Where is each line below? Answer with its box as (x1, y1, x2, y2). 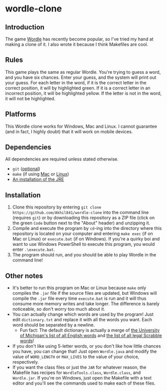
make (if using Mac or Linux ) (12, 171, 69, 177)
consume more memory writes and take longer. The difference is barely (12, 301, 160, 307)
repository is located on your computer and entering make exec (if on (12, 230, 153, 237)
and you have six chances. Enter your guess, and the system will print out (5, 74, 157, 80)
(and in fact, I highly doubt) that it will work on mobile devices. (5, 128, 133, 135)
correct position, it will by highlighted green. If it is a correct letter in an (5, 85, 151, 91)
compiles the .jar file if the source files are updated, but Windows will (12, 290, 157, 296)
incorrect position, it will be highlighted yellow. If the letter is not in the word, (5, 90, 162, 96)
